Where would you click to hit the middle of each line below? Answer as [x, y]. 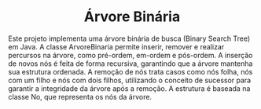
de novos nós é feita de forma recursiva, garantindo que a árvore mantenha [130, 64]
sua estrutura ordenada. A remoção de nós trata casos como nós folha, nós [130, 71]
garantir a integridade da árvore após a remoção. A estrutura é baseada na [129, 88]
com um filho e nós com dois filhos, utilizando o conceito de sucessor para [130, 80]
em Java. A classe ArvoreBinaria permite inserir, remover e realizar [116, 46]
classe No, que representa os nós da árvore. [80, 96]
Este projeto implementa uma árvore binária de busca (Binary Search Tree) [129, 38]
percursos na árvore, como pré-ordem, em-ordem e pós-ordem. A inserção [130, 55]
